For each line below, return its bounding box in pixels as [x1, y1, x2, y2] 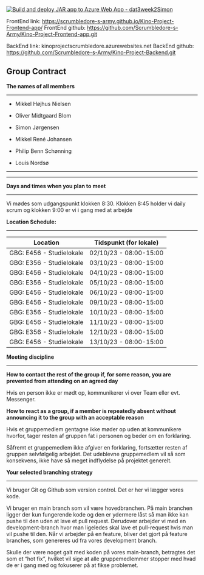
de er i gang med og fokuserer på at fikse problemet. [6, 561, 138, 569]
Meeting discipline [6, 353, 55, 361]
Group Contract [6, 66, 67, 77]
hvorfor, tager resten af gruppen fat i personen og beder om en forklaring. [6, 432, 191, 439]
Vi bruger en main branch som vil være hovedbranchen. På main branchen [6, 504, 193, 512]
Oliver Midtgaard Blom [15, 111, 72, 119]
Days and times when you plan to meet [6, 182, 106, 189]
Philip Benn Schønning [15, 147, 72, 155]
